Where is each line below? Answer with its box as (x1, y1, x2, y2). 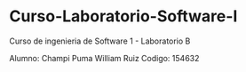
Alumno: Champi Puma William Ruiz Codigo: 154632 (9, 52, 200, 63)
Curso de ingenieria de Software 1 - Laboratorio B (9, 36, 191, 46)
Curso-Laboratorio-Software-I (9, 6, 238, 27)
